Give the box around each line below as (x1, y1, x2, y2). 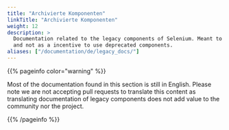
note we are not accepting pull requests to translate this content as (7, 87, 196, 96)
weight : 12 (7, 23, 38, 29)
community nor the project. (7, 102, 84, 110)
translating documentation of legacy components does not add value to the (7, 94, 220, 103)
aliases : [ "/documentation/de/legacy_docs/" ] (7, 49, 139, 55)
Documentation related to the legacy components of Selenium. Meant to (13, 36, 223, 42)
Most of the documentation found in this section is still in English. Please (7, 80, 212, 88)
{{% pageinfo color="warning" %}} (7, 66, 106, 75)
